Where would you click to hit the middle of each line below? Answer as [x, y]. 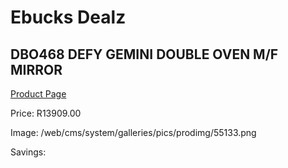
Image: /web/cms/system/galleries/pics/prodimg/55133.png [133, 132]
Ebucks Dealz [68, 17]
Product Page [38, 94]
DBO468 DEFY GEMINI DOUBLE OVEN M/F [144, 54]
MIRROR [36, 69]
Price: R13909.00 [46, 113]
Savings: [28, 152]
